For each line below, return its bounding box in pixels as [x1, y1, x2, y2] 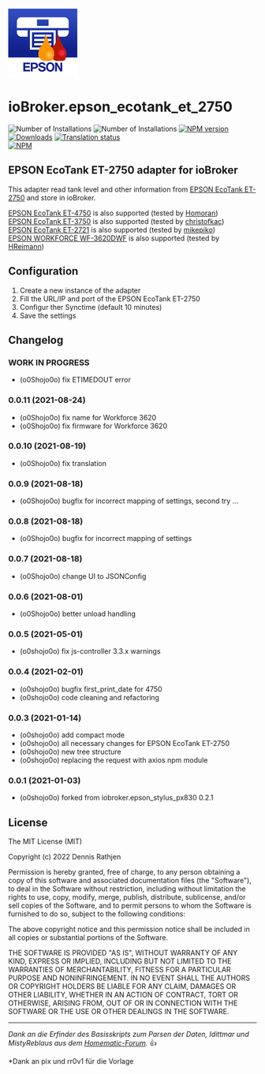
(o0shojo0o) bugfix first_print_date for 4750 [19, 684, 163, 694]
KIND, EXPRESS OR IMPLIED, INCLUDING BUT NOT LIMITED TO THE [8, 957, 232, 966]
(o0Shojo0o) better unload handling [19, 609, 136, 619]
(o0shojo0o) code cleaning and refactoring [19, 692, 160, 702]
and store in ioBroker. [26, 192, 96, 202]
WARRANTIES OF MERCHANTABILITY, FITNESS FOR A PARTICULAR [8, 965, 231, 975]
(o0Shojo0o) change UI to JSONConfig [19, 571, 147, 580]
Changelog [8, 333, 64, 347]
